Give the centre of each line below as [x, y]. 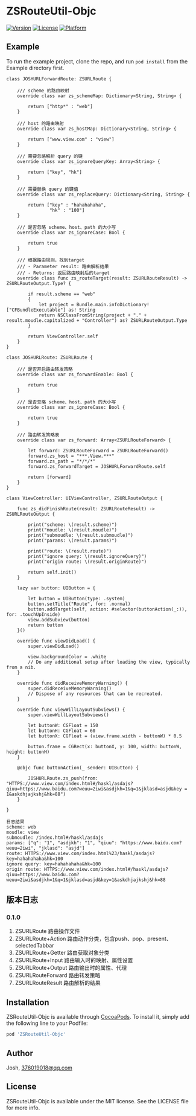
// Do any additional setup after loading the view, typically [109, 662]
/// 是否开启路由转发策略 [45, 369]
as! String [82, 310]
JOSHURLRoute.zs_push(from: [63, 778]
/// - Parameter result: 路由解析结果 [63, 266]
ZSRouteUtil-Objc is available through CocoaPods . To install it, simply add [98, 1017]
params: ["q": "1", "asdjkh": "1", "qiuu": [62, 843]
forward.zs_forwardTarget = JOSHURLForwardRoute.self [97, 466]
